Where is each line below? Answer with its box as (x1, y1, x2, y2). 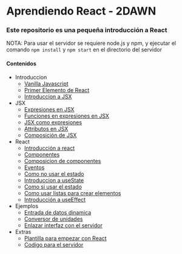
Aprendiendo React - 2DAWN (6, 4, 157, 18)
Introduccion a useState (24, 176, 84, 184)
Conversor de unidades (24, 215, 83, 222)
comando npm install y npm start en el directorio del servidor (6, 46, 163, 53)
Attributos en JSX (24, 125, 69, 132)
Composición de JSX (24, 132, 77, 139)
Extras (15, 228, 32, 235)
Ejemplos (15, 202, 38, 210)
